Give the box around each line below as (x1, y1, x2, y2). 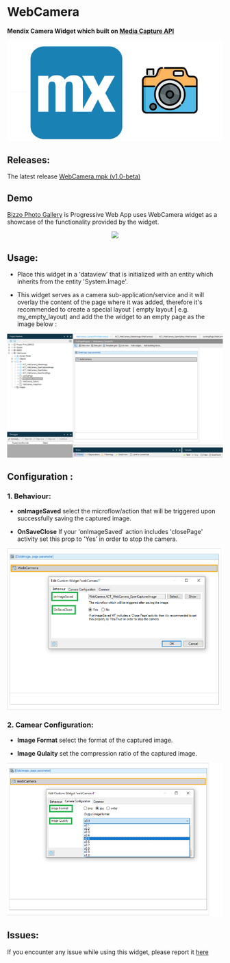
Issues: (7, 929, 39, 941)
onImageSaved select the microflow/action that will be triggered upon (16, 507, 216, 515)
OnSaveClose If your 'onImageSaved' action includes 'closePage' (16, 528, 203, 536)
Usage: (7, 252, 39, 264)
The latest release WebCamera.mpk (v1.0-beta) (7, 172, 141, 181)
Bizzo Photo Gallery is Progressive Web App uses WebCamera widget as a (7, 211, 218, 219)
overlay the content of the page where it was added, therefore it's (16, 298, 203, 306)
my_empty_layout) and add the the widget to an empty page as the (16, 313, 205, 321)
